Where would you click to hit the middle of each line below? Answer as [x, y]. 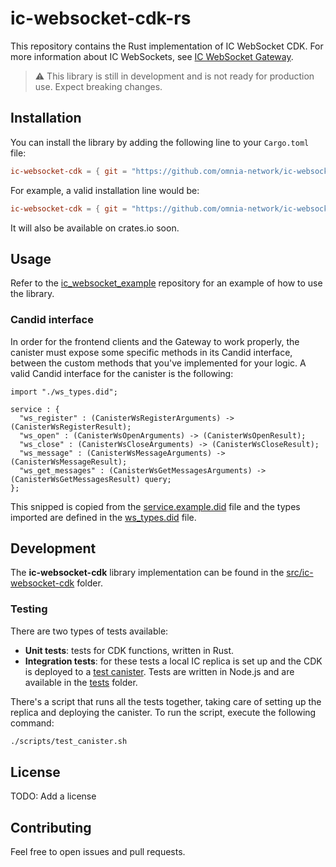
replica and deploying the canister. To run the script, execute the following [163, 712]
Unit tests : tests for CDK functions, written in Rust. [129, 650]
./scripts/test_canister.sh [69, 741]
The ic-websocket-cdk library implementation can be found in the [147, 573]
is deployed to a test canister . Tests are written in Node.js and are [159, 671]
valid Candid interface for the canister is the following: [122, 373]
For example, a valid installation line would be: [105, 190]
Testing [29, 609]
